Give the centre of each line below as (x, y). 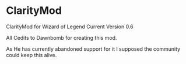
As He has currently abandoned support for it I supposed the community (93, 49)
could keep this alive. (31, 55)
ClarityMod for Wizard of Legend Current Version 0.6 (70, 27)
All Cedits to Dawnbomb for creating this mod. (62, 37)
